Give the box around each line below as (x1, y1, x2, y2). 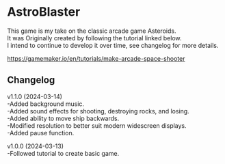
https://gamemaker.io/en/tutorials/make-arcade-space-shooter (7, 54, 186, 62)
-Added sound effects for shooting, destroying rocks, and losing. (7, 107, 189, 115)
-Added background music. (7, 100, 84, 108)
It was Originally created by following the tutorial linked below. (7, 33, 183, 42)
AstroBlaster (7, 4, 81, 20)
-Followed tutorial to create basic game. (7, 149, 120, 157)
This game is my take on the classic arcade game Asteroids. (7, 27, 176, 35)
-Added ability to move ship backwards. (7, 114, 120, 122)
